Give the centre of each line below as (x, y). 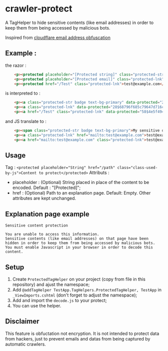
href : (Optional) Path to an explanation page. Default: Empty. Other (81, 193)
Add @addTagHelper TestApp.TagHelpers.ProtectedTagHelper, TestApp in (87, 290)
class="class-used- (137, 168)
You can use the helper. (37, 306)
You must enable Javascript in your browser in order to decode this (79, 247)
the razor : (16, 65)
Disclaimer (22, 321)
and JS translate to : (26, 121)
